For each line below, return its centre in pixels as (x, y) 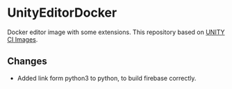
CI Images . (23, 39)
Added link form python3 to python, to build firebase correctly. (107, 78)
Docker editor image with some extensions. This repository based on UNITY (116, 32)
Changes (27, 62)
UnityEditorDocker (62, 13)
